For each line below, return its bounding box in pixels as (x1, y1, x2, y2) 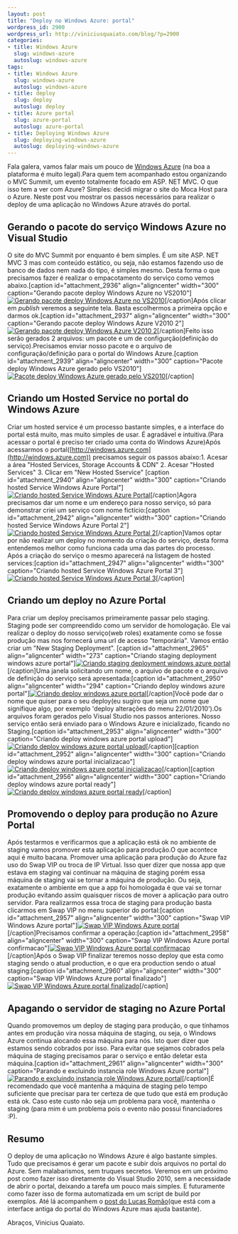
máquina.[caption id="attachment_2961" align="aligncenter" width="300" (7, 1059, 224, 1068)
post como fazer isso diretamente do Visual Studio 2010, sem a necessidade (7, 1174, 231, 1183)
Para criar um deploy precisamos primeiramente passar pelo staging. (7, 613, 210, 622)
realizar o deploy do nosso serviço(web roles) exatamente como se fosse (7, 628, 222, 637)
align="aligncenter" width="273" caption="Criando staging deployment (7, 651, 217, 659)
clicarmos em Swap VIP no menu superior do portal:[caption (7, 906, 185, 915)
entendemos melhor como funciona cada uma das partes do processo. (7, 543, 215, 552)
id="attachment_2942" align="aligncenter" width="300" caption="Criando (7, 513, 226, 522)
